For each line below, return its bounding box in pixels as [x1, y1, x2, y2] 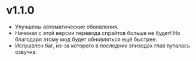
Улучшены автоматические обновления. [14, 23, 119, 30]
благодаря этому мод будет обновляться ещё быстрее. [14, 36, 157, 43]
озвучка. [14, 48, 38, 55]
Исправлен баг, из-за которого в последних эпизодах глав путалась [14, 42, 190, 49]
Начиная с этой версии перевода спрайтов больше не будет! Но [14, 29, 180, 36]
